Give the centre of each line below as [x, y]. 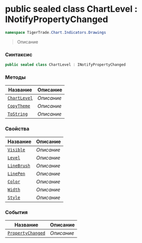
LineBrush [19, 166]
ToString [18, 114]
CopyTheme [19, 106]
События [16, 212]
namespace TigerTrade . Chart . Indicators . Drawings [56, 32]
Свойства [17, 129]
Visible [16, 150]
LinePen [16, 173]
